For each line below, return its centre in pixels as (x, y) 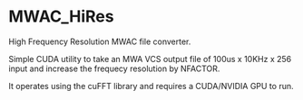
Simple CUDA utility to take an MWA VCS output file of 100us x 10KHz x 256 (150, 59)
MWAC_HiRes (61, 17)
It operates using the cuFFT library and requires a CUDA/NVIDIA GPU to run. (151, 86)
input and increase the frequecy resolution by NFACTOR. (114, 68)
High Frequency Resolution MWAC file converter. (100, 41)
